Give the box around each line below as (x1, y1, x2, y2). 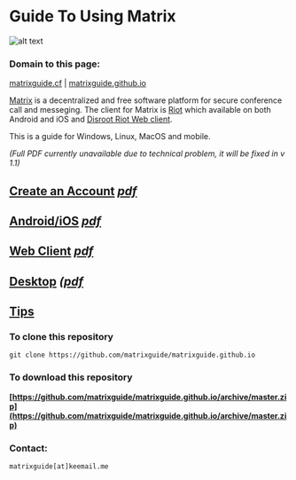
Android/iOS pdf (9, 214, 102, 229)
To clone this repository (9, 331, 113, 343)
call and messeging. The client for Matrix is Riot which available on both (9, 105, 272, 115)
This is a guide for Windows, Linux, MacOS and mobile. (9, 131, 211, 142)
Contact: (9, 442, 48, 454)
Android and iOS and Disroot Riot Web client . (9, 114, 173, 125)
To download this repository (9, 371, 133, 383)
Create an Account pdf (9, 184, 137, 199)
